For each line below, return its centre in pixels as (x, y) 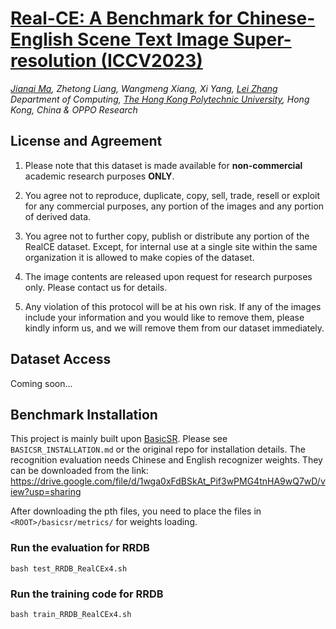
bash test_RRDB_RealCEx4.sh (69, 568)
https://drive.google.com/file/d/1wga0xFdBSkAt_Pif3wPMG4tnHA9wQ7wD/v (168, 481)
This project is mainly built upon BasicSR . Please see (119, 439)
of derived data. (58, 216)
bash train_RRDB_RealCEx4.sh (71, 614)
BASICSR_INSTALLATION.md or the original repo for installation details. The (158, 449)
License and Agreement (86, 141)
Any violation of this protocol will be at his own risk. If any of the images (173, 306)
